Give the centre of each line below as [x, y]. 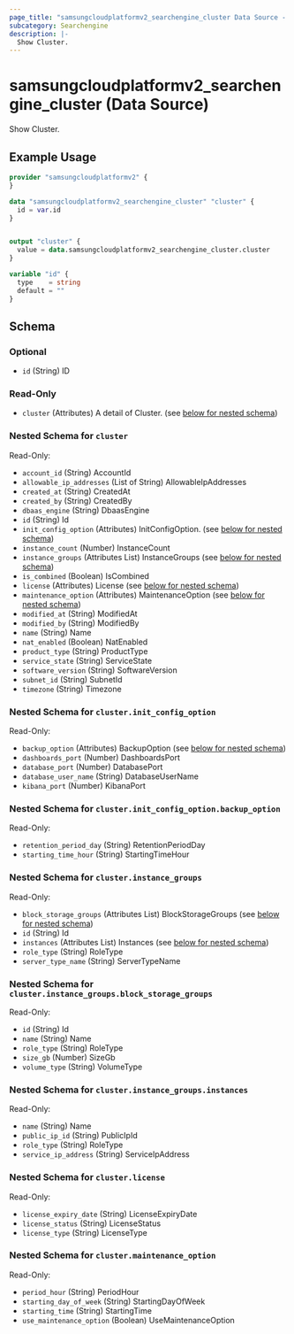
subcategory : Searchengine [59, 26]
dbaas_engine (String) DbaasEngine [86, 510]
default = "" [41, 290]
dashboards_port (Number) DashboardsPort [101, 758]
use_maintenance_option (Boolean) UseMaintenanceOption [128, 1320]
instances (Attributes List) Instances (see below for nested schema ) [145, 942]
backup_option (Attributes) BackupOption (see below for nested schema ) [154, 748]
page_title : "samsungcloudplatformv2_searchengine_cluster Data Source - [148, 17]
